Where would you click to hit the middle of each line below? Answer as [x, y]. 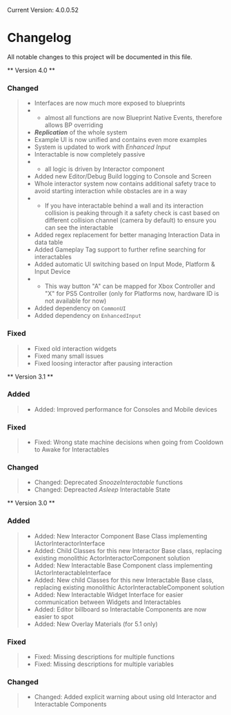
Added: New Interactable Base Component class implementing [123, 565]
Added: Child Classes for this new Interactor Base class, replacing [128, 550]
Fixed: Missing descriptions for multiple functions [104, 657]
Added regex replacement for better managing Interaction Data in [127, 235]
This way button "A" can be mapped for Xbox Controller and [130, 286]
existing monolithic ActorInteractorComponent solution [112, 558]
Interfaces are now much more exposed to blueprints [110, 103]
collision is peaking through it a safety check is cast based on [132, 213]
